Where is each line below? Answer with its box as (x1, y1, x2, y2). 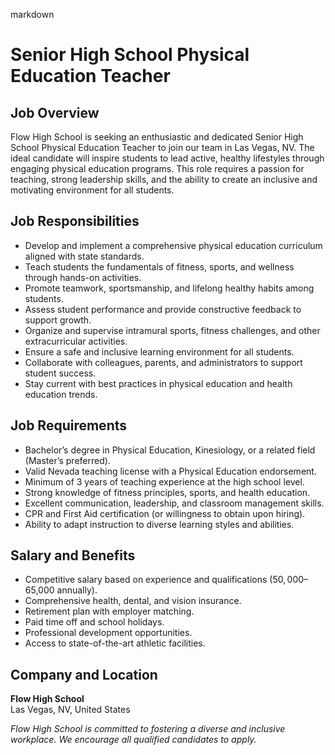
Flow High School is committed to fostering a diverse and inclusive (10, 723, 286, 735)
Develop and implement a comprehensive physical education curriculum (24, 239, 323, 251)
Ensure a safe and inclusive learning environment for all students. (24, 345, 295, 358)
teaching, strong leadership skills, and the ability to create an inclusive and (10, 174, 318, 185)
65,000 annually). (24, 584, 98, 596)
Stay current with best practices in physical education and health (24, 377, 293, 389)
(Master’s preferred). (24, 454, 111, 466)
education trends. (24, 388, 98, 400)
